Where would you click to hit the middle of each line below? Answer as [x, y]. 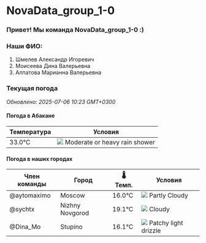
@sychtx [22, 209]
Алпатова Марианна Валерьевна [58, 73]
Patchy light [166, 223]
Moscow [73, 195]
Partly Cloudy [169, 195]
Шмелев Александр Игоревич [55, 59]
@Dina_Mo [25, 227]
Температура [30, 132]
